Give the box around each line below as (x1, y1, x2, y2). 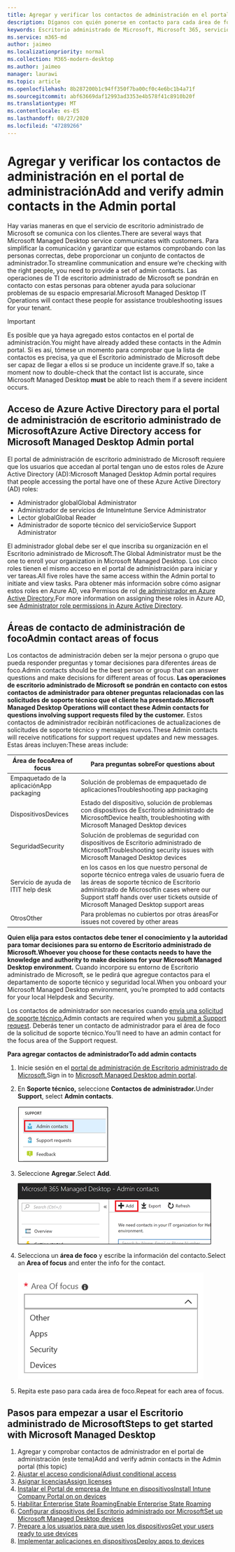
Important (7, 317, 36, 326)
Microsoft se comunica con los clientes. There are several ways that (7, 229, 201, 237)
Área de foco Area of (12, 756, 73, 764)
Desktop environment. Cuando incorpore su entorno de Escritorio (7, 962, 199, 971)
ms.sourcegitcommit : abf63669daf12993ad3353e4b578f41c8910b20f (7, 93, 196, 100)
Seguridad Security (10, 842, 64, 851)
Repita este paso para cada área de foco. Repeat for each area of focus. (17, 1386, 225, 1395)
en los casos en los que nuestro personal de (80, 863, 208, 871)
